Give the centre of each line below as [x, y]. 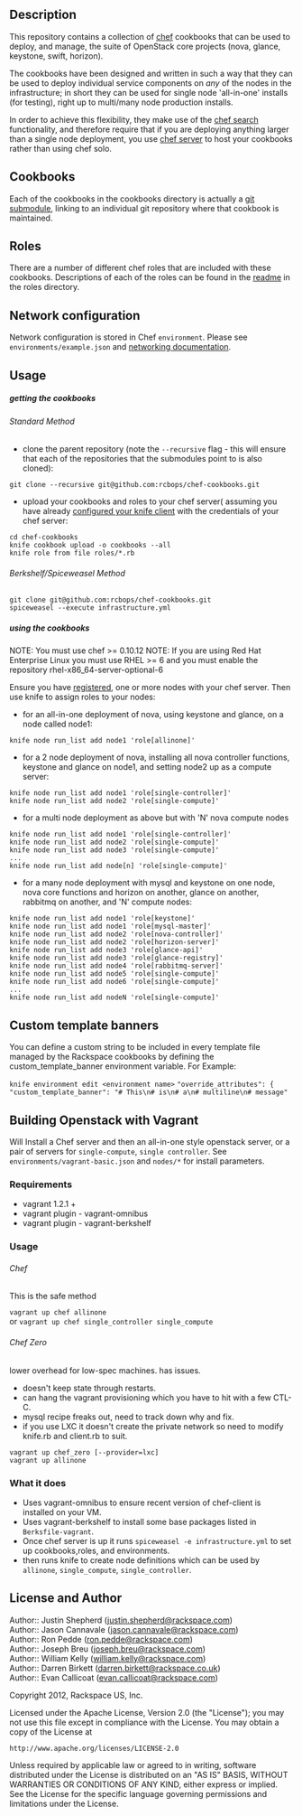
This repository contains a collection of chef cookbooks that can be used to [150, 36]
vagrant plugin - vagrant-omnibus [85, 1213]
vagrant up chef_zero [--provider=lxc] [84, 1452]
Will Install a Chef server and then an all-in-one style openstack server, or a [150, 1142]
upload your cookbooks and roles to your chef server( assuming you [150, 501]
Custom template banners [84, 1025]
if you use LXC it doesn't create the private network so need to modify [153, 1426]
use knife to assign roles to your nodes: [82, 697]
